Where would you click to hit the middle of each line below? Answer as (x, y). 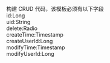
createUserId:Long (30, 41)
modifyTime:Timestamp (36, 47)
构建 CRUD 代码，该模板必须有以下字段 (55, 9)
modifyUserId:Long (30, 54)
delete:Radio (22, 28)
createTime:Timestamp (35, 34)
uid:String (18, 22)
